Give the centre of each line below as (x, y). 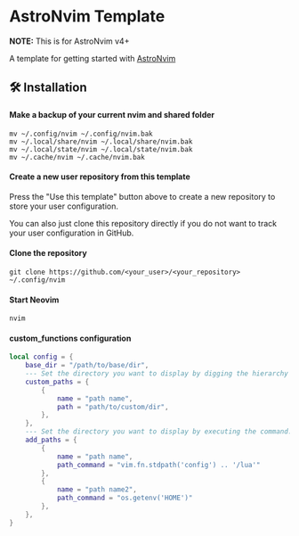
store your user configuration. (64, 206)
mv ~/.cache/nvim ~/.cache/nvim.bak (77, 157)
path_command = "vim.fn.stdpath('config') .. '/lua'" (158, 465)
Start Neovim (34, 300)
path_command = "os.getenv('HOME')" (125, 498)
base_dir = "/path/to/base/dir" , (87, 366)
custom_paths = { (57, 382)
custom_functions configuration (70, 338)
